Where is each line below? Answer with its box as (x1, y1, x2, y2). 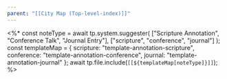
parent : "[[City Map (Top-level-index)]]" (7, 10, 131, 17)
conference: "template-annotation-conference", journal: (7, 51, 166, 59)
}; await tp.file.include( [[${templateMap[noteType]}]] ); (63, 58, 218, 66)
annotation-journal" (7, 58, 63, 66)
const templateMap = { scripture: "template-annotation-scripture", (7, 43, 195, 52)
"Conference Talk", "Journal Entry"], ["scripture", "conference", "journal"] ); (7, 36, 221, 45)
